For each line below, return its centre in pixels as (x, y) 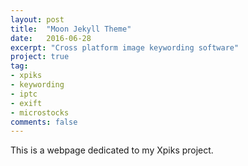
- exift (26, 103)
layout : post (37, 19)
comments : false (44, 122)
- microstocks (40, 112)
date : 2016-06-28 (51, 38)
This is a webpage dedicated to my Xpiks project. (112, 150)
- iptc (24, 94)
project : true (40, 57)
